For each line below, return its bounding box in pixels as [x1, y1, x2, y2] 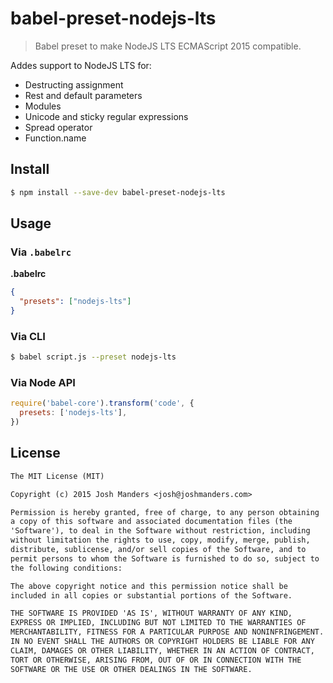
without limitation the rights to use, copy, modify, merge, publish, [10, 535, 311, 546]
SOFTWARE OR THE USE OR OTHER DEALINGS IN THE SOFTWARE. [10, 664, 253, 674]
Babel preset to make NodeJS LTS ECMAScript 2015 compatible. [34, 40, 302, 52]
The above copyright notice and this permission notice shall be [10, 581, 288, 591]
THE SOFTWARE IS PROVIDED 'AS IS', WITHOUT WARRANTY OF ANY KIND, [10, 608, 293, 619]
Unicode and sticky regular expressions [24, 110, 189, 122]
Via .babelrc [10, 245, 72, 259]
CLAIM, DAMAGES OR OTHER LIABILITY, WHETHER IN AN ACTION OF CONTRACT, [10, 645, 315, 656]
